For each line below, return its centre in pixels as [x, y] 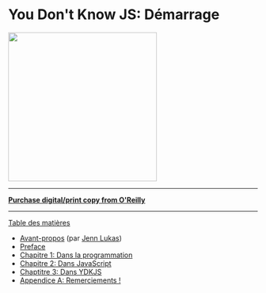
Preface [32, 246]
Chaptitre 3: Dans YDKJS [61, 272]
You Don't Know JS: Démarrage [114, 15]
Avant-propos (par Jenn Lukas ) [71, 238]
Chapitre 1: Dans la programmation [76, 255]
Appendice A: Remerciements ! [70, 280]
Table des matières [39, 222]
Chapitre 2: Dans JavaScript [66, 263]
